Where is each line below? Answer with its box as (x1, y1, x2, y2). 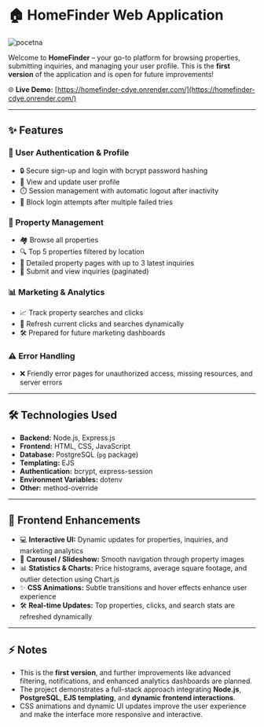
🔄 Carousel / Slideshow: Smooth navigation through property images (19, 555, 245, 564)
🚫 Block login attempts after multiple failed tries (19, 197, 173, 207)
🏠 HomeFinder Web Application (8, 6, 224, 24)
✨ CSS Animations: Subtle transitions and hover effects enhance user (19, 583, 247, 593)
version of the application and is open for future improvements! (8, 69, 214, 79)
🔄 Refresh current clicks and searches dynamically (19, 319, 185, 329)
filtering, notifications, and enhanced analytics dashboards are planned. (19, 676, 253, 685)
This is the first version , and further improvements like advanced (19, 667, 231, 677)
